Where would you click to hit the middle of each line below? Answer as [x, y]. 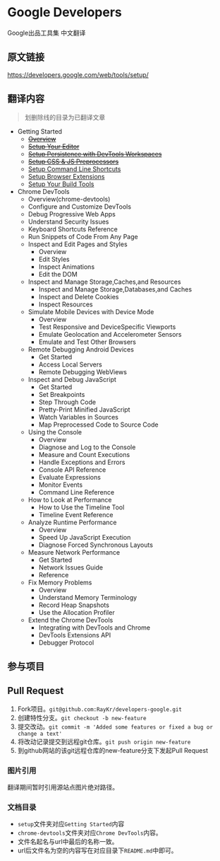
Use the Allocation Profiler [77, 612]
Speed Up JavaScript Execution [85, 537]
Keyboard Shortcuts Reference [73, 229]
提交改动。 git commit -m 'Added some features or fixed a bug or [115, 727]
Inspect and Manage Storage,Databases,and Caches [115, 289]
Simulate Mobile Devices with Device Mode [91, 311]
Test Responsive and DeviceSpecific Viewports [107, 327]
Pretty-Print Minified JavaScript [84, 409]
